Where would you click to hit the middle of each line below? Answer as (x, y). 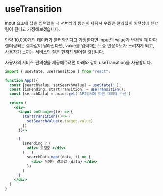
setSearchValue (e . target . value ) (60, 121)
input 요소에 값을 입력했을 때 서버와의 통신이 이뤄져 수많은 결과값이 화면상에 (77, 23)
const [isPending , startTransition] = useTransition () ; (68, 89)
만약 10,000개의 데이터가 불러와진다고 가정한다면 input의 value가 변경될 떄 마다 (81, 40)
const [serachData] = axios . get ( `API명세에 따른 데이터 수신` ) (70, 94)
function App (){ (22, 80)
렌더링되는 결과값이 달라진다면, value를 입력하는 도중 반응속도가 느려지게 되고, (80, 45)
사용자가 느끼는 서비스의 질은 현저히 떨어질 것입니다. (55, 52)
